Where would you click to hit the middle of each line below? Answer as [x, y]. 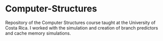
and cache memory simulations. [38, 33]
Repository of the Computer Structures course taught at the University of [80, 22]
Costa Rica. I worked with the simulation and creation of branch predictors [82, 27]
